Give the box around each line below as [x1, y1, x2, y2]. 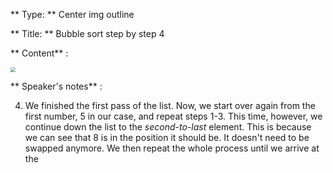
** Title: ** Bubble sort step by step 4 [10, 28, 165, 39]
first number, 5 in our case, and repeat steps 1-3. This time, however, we [24, 110, 323, 122]
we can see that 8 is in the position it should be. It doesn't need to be [24, 132, 310, 143]
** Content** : [10, 47, 69, 59]
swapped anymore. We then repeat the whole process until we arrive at [24, 142, 320, 154]
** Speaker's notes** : [10, 80, 103, 92]
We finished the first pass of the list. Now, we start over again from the [24, 100, 316, 111]
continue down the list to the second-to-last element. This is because [24, 121, 312, 133]
